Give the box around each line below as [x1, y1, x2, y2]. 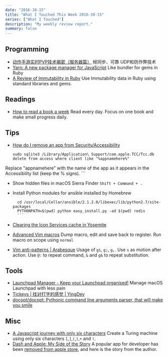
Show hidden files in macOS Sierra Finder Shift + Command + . [12, 180, 143, 186]
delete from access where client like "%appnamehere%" [12, 156, 130, 161]
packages [12, 204, 31, 209]
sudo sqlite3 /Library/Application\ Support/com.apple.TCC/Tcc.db [12, 152, 154, 157]
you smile [12, 302, 33, 308]
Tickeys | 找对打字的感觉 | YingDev [12, 291, 85, 297]
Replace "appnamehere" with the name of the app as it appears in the [5, 165, 149, 171]
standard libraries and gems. [12, 80, 72, 86]
